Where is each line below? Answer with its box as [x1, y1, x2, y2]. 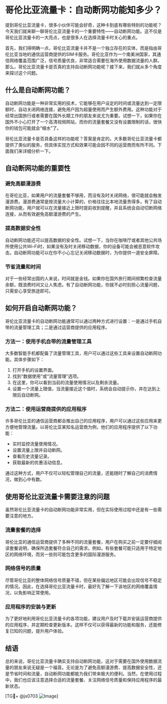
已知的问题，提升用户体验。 [9, 628, 66, 634]
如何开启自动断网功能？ [5, 304, 77, 312]
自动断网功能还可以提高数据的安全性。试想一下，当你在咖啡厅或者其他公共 [5, 237, 158, 243]
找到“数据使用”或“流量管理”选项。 [12, 373, 82, 379]
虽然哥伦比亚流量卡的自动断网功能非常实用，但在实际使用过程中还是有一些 [5, 507, 158, 513]
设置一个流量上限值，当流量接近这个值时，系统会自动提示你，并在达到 [12, 386, 157, 392]
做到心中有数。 [13, 476, 45, 482]
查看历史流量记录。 [12, 453, 52, 459]
